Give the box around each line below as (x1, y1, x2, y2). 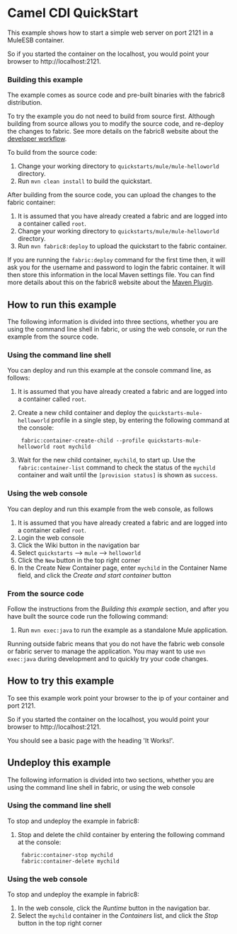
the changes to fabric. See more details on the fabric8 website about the (7, 127, 219, 136)
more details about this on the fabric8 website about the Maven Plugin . (7, 278, 214, 287)
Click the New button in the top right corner (17, 556, 141, 564)
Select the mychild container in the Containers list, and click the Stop (17, 911, 219, 920)
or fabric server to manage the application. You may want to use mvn (7, 647, 206, 655)
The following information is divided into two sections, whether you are (7, 776, 214, 784)
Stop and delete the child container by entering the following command (17, 830, 225, 839)
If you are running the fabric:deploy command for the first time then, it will (7, 256, 226, 264)
